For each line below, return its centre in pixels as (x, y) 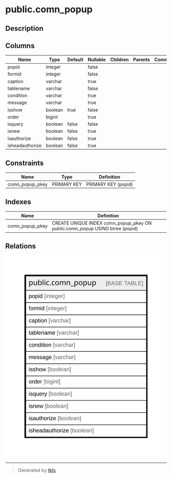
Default (75, 59)
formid (14, 74)
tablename (19, 88)
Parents (141, 59)
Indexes (18, 202)
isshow (15, 110)
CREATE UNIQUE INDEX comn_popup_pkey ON (102, 223)
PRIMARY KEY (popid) (110, 184)
